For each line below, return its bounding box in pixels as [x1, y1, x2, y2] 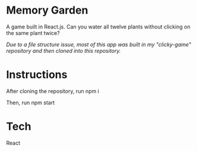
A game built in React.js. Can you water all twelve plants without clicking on [6, 23, 191, 30]
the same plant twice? [6, 29, 61, 36]
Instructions [6, 68, 68, 82]
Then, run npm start [6, 99, 55, 106]
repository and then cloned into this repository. [6, 47, 121, 54]
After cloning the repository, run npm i [6, 87, 100, 95]
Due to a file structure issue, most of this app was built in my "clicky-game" [6, 41, 192, 48]
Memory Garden [6, 4, 88, 17]
